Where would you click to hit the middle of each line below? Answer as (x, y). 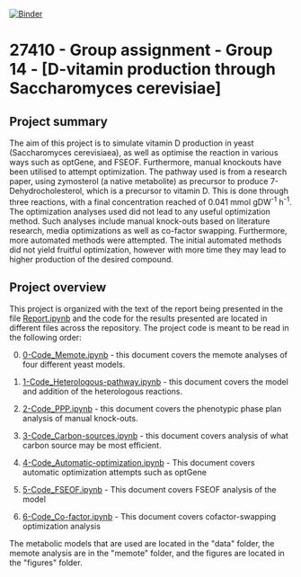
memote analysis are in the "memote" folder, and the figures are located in (147, 554)
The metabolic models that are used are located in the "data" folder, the (142, 544)
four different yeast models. (74, 365)
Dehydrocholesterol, (47, 191)
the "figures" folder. (46, 563)
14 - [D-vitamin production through (142, 70)
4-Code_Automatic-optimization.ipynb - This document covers (138, 463)
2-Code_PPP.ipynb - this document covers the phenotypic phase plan (152, 409)
